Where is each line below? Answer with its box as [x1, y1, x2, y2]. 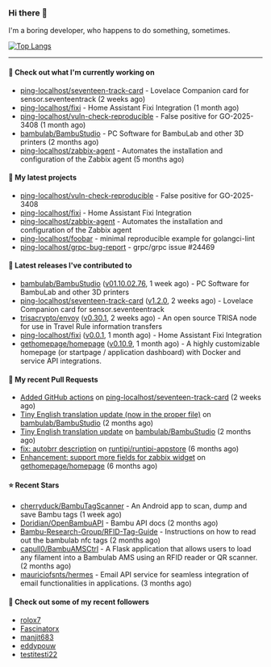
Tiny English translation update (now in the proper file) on [19, 410, 211, 420]
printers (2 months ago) [19, 137, 99, 146]
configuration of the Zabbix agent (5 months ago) [19, 154, 185, 164]
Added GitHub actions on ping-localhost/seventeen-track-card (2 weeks [19, 392, 262, 403]
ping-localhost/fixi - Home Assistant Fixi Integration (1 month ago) [19, 103, 240, 112]
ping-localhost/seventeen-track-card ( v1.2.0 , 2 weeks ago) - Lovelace [19, 295, 254, 306]
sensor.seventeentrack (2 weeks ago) [19, 94, 146, 103]
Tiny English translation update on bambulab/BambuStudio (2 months [19, 427, 252, 437]
